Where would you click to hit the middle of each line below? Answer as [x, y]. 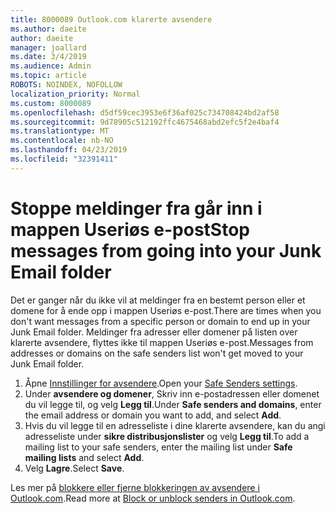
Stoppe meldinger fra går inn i [136, 208]
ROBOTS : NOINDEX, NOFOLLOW [66, 85]
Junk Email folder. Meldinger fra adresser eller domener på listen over [154, 332]
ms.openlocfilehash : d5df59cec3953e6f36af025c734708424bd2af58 [145, 112]
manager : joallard [48, 47]
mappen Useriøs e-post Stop [130, 229]
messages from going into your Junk [166, 250]
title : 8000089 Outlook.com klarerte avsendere [111, 19]
